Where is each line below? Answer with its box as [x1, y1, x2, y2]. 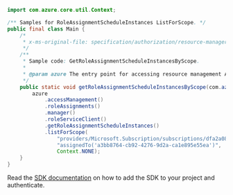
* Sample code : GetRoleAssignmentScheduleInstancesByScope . [22, 58, 200, 65]
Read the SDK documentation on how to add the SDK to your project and [7, 173, 215, 182]
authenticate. [7, 181, 45, 189]
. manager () [44, 110, 76, 117]
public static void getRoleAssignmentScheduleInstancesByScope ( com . [19, 83, 222, 90]
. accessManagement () [44, 96, 104, 103]
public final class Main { [7, 25, 85, 33]
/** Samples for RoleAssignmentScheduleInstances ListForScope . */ [7, 19, 207, 26]
